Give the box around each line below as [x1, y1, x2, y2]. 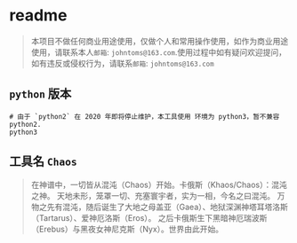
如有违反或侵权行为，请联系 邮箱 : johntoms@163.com [30, 58, 215, 68]
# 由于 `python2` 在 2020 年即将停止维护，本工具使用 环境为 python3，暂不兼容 [9, 112, 280, 121]
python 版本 [9, 86, 72, 102]
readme [9, 5, 68, 26]
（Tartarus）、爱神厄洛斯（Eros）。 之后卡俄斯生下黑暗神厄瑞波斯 [30, 212, 268, 223]
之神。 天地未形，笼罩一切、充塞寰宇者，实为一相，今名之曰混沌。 [30, 190, 276, 200]
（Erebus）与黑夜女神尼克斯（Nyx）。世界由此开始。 [30, 223, 224, 234]
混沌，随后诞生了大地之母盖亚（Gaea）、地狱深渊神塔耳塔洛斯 [61, 201, 289, 212]
